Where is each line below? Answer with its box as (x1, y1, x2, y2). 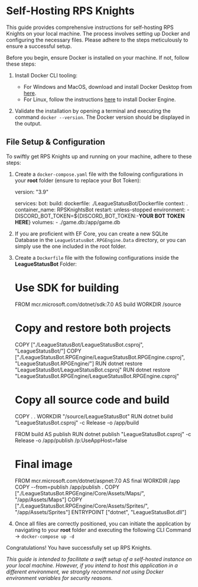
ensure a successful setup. (6, 43, 72, 50)
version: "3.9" (14, 188, 49, 195)
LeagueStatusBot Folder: (14, 260, 77, 267)
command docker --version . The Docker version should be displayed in (14, 114, 190, 121)
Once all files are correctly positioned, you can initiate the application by (14, 520, 191, 527)
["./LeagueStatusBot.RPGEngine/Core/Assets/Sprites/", (14, 502, 149, 509)
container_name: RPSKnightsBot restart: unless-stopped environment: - (14, 206, 190, 213)
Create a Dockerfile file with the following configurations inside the (14, 254, 179, 261)
